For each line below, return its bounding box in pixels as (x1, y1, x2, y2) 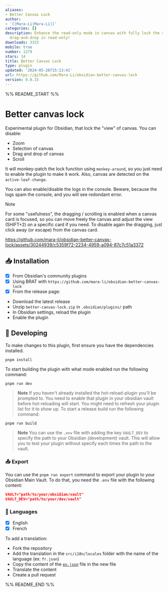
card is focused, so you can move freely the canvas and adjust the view (5, 216, 153, 222)
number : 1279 (5, 49, 32, 54)
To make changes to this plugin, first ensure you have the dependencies (5, 342, 154, 348)
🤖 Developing (5, 329, 47, 338)
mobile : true (5, 45, 32, 50)
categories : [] (5, 26, 37, 31)
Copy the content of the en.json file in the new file (12, 561, 116, 567)
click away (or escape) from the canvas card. (5, 226, 98, 233)
